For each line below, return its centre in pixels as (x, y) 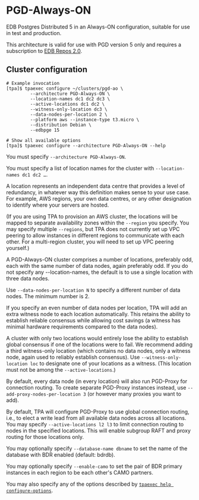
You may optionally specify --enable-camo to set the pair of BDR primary (94, 466)
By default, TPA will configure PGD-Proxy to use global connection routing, (98, 412)
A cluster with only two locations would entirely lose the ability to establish (97, 338)
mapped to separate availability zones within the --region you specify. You (98, 223)
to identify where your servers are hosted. (58, 205)
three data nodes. (28, 278)
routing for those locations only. (45, 436)
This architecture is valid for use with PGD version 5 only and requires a (94, 45)
